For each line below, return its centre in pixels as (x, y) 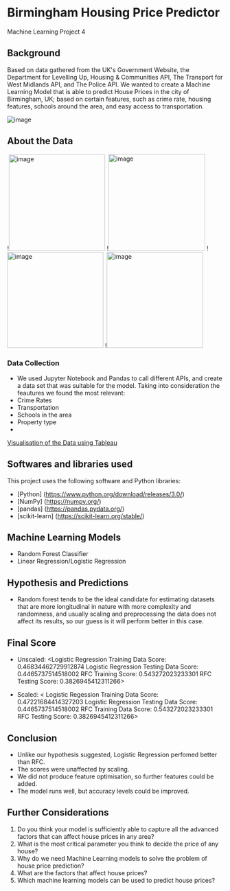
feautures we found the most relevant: (71, 393)
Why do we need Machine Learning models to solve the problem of (112, 858)
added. (27, 783)
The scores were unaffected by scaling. (73, 769)
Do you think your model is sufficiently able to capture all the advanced (118, 829)
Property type (37, 422)
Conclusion (32, 738)
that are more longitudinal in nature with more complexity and (104, 607)
